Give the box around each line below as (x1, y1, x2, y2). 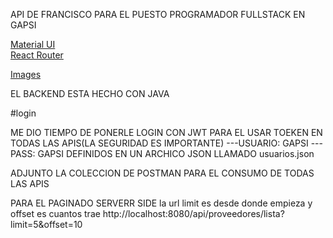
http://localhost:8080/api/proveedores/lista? (102, 208, 285, 219)
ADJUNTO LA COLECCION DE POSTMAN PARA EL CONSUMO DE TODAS (10, 167, 315, 179)
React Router (10, 49, 64, 61)
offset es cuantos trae (10, 208, 101, 219)
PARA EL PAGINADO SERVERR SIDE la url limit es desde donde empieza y (10, 197, 313, 209)
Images (10, 69, 42, 80)
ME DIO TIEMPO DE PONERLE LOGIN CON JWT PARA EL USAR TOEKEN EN (10, 127, 323, 138)
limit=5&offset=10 (10, 219, 83, 230)
